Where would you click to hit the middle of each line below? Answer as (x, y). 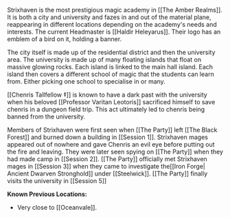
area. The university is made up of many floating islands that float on (104, 60)
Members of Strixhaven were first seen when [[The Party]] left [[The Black (112, 130)
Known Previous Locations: (47, 194)
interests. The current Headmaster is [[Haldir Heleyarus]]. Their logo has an (114, 32)
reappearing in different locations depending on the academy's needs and (112, 24)
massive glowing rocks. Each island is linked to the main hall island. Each (110, 67)
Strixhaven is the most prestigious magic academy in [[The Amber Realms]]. (115, 10)
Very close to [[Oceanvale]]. (57, 207)
